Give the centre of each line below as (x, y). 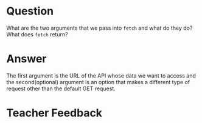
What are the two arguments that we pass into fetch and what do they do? (99, 28)
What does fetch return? (37, 34)
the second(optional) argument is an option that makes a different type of (98, 82)
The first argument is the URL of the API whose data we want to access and (101, 75)
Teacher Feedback (54, 113)
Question (30, 11)
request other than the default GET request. (61, 88)
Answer (26, 59)
